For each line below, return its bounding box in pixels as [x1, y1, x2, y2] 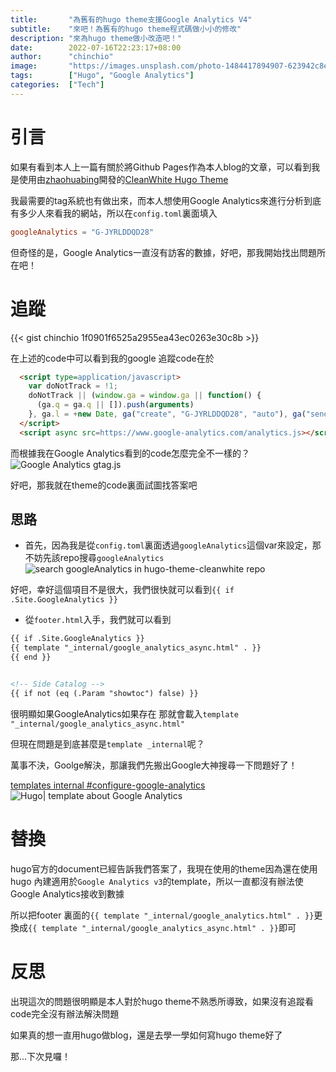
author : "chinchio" [10, 52, 114, 62]
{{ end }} [10, 652, 52, 663]
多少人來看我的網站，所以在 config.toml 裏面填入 [18, 207, 218, 219]
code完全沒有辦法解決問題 [10, 1007, 120, 1020]
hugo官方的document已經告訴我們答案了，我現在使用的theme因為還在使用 [10, 862, 318, 875]
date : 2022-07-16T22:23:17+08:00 [10, 42, 182, 53]
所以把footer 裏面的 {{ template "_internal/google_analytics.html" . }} [10, 909, 315, 921]
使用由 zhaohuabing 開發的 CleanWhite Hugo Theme [18, 173, 229, 185]
